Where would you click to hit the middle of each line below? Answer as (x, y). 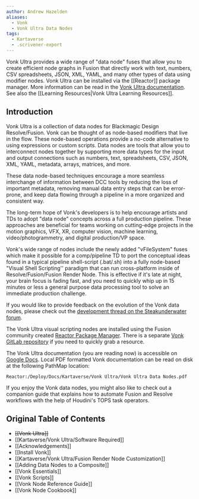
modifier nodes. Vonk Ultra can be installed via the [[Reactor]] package (93, 80)
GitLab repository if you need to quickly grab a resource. (75, 342)
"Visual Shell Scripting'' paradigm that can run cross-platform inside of (93, 268)
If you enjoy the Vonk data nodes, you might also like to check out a (89, 387)
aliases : (17, 17)
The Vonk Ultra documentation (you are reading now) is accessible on (92, 353)
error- (178, 188)
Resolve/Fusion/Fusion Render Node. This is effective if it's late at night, (94, 274)
